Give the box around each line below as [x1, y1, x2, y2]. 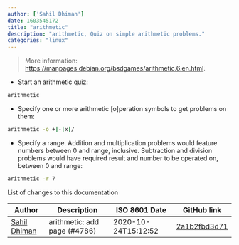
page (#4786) [48, 226, 97, 236]
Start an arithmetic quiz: [17, 78, 89, 86]
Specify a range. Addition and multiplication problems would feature [17, 138, 218, 147]
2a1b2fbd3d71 [176, 221, 228, 231]
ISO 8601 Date [116, 204, 167, 214]
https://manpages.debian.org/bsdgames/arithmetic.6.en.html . [24, 64, 206, 73]
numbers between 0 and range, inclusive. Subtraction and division [17, 146, 212, 155]
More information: [24, 56, 78, 65]
